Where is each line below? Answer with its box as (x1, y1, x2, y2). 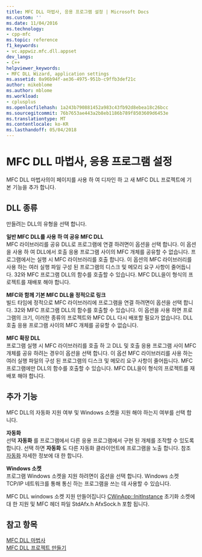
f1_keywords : (6, 43, 39, 49)
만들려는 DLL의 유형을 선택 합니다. (6, 220, 87, 227)
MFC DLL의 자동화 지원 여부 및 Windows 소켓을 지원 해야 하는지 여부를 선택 (6, 409, 186, 416)
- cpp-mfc (6, 31, 31, 37)
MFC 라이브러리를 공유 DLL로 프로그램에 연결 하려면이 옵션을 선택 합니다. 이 (6, 240, 185, 248)
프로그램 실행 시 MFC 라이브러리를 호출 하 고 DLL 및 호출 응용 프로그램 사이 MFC (6, 342, 197, 349)
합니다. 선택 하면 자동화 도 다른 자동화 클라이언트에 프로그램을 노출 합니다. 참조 (6, 444, 191, 451)
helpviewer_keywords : (6, 65, 61, 71)
